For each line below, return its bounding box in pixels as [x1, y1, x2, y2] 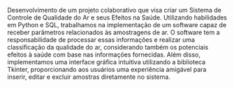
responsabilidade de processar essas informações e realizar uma [7, 36, 196, 44]
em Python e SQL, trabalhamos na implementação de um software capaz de [7, 21, 227, 29]
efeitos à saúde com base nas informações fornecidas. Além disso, [7, 50, 200, 59]
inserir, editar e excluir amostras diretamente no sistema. [7, 73, 171, 81]
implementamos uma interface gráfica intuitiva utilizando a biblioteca [7, 58, 206, 66]
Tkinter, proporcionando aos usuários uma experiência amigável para [7, 66, 207, 73]
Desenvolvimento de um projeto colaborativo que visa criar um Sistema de [7, 6, 222, 14]
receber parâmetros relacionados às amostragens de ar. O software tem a [7, 28, 220, 36]
